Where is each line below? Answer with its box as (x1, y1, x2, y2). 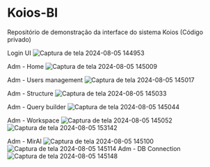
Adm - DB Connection (118, 144, 181, 152)
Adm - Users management (7, 75, 83, 84)
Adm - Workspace (7, 116, 60, 125)
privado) (7, 35, 31, 43)
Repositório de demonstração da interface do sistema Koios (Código (7, 28, 204, 36)
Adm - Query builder (7, 102, 66, 111)
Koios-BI (7, 5, 58, 21)
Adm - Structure (7, 89, 54, 97)
